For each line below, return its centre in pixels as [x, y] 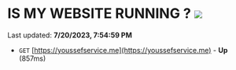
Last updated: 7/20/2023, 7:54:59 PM [70, 35]
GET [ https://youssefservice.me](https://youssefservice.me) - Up [123, 50]
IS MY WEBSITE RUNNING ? [100, 14]
